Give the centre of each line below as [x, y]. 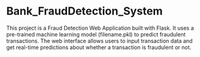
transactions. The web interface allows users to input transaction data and [100, 41]
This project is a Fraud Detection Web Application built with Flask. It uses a [100, 28]
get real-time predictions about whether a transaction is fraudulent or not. [99, 47]
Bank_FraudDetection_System [84, 11]
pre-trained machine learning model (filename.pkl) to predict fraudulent [96, 34]
